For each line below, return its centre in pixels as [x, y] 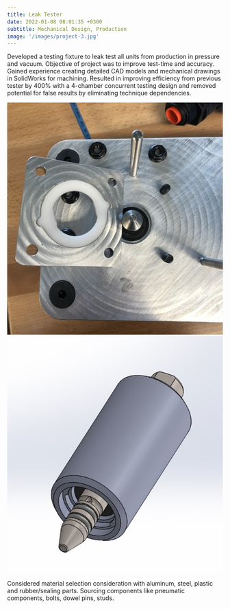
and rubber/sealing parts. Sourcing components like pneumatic [96, 590]
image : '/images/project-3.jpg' [53, 36]
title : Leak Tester [35, 14]
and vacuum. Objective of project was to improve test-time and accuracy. [111, 64]
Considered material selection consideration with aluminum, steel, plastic [110, 583]
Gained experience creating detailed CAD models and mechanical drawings [114, 71]
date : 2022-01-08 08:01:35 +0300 [55, 22]
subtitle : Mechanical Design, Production [67, 29]
